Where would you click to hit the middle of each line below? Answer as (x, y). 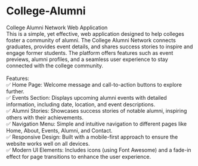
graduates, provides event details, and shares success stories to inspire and (100, 47)
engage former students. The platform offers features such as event (90, 53)
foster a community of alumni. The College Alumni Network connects (91, 40)
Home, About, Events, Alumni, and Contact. (59, 130)
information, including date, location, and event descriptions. (81, 104)
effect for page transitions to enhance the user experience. (78, 156)
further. (16, 91)
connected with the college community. (55, 65)
